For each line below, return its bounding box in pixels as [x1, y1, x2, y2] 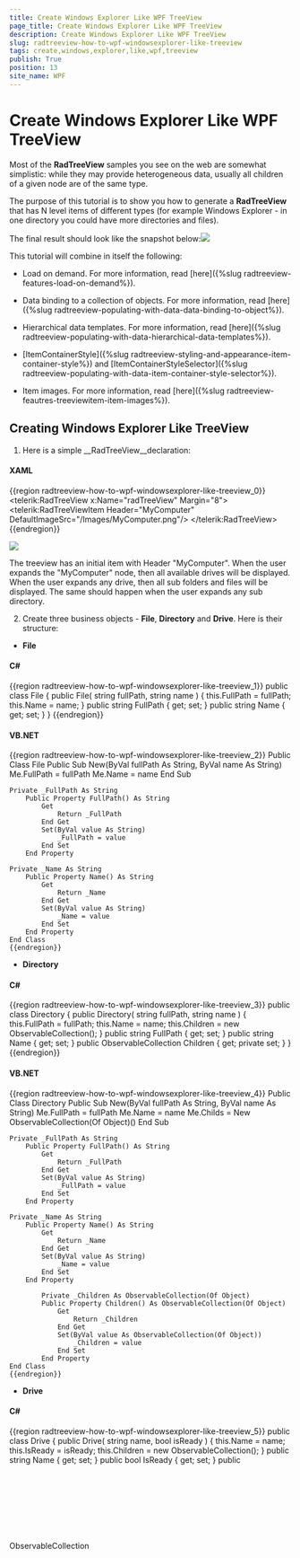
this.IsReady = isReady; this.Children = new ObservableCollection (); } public [9, 1445, 289, 1456]
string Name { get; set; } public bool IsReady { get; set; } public [9, 1454, 242, 1465]
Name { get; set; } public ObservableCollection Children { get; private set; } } [9, 1038, 292, 1049]
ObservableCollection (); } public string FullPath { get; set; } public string [9, 1028, 275, 1039]
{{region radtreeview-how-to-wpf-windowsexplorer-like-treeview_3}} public [9, 999, 291, 1010]
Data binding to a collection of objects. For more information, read [21, 295, 266, 305]
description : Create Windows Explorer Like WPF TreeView [9, 30, 227, 39]
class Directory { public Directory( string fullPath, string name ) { [9, 1009, 247, 1020]
